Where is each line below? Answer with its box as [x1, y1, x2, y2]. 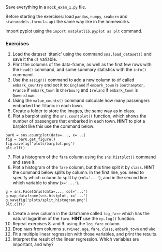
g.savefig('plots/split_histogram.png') [5, 198, 88, 203]
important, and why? [12, 241, 54, 247]
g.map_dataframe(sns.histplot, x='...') [5, 194, 88, 199]
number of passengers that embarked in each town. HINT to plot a [12, 118, 146, 124]
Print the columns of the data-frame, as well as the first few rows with [12, 62, 152, 67]
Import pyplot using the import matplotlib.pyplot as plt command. [5, 28, 143, 34]
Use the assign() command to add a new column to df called [12, 77, 134, 83]
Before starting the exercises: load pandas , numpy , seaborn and [5, 14, 128, 19]
